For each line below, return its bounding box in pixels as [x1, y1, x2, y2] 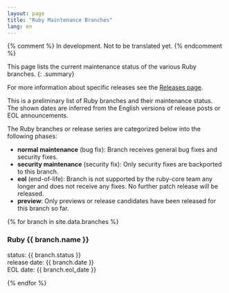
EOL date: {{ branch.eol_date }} [7, 265, 97, 274]
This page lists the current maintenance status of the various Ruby [7, 63, 197, 71]
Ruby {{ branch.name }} [7, 235, 90, 245]
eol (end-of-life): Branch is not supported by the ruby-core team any [17, 175, 213, 183]
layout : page [7, 10, 45, 17]
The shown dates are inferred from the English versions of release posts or [7, 104, 221, 113]
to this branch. [17, 167, 59, 176]
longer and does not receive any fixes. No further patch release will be [17, 182, 219, 191]
